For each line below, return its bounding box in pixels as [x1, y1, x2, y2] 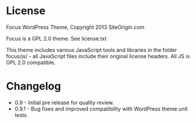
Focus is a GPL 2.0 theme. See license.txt [6, 35, 107, 42]
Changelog [6, 79, 61, 93]
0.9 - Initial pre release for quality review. [14, 99, 114, 106]
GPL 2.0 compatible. [6, 59, 56, 66]
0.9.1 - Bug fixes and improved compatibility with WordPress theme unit [14, 105, 188, 112]
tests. [14, 111, 28, 118]
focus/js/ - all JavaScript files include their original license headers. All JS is [6, 52, 190, 59]
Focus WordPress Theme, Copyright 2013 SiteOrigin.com [6, 24, 145, 31]
